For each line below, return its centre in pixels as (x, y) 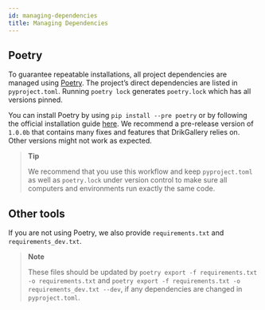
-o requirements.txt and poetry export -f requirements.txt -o (134, 281)
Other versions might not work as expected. (80, 141)
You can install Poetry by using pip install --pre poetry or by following (128, 116)
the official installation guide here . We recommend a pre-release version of (131, 124)
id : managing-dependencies (53, 16)
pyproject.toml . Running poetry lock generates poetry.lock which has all (130, 92)
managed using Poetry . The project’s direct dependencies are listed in (123, 83)
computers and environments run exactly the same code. (121, 189)
